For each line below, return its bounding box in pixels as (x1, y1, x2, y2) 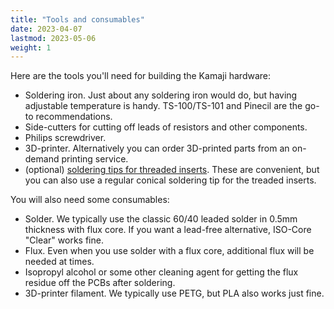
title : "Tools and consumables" (10, 14, 145, 25)
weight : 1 (10, 42, 52, 53)
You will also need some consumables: (10, 194, 170, 206)
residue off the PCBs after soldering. (24, 277, 176, 289)
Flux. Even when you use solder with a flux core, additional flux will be (24, 245, 315, 257)
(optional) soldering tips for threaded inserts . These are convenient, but (24, 164, 320, 176)
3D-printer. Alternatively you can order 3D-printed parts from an (24, 142, 290, 155)
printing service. (61, 153, 129, 165)
